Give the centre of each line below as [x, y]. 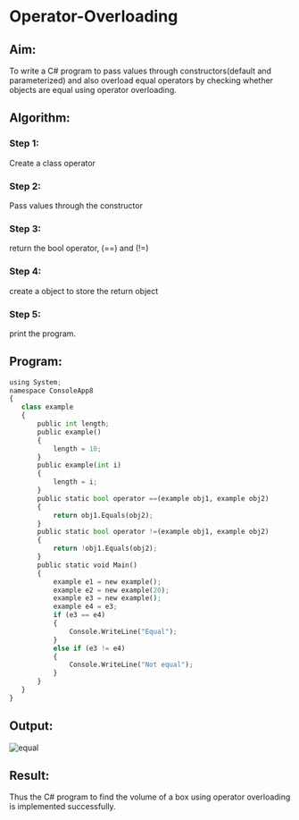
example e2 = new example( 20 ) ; [111, 590]
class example [47, 407]
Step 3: [25, 228]
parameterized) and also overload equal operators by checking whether [141, 80]
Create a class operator [53, 163]
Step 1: [24, 143]
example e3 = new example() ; [108, 598]
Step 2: [25, 186]
